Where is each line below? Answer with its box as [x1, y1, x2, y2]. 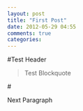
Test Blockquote [24, 69, 71, 77]
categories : [7, 36, 42, 43]
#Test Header [7, 55, 47, 64]
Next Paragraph [7, 96, 53, 105]
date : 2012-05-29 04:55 [7, 23, 77, 30]
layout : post [7, 10, 45, 17]
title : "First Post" [7, 17, 68, 24]
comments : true [7, 29, 52, 37]
